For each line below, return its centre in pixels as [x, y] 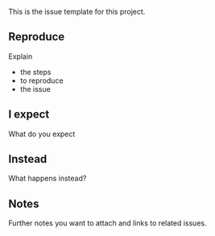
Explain [21, 56]
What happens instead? [48, 178]
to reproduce [41, 81]
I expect [29, 115]
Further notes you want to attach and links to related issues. [107, 223]
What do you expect [42, 134]
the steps [35, 72]
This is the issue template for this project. [77, 12]
